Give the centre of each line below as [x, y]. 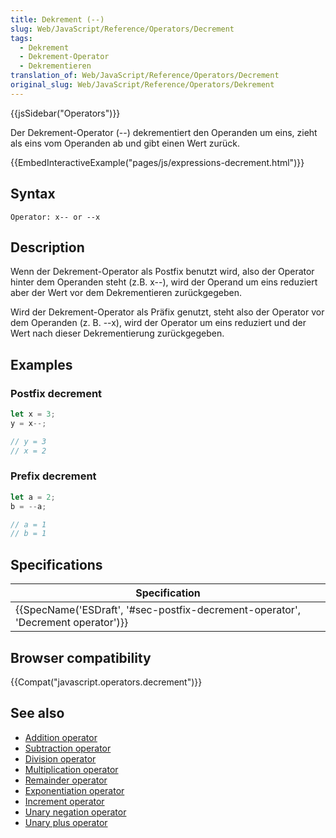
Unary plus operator [66, 822]
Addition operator [61, 737]
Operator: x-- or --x [55, 217]
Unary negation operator [75, 812]
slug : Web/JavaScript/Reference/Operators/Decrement [122, 29]
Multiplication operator [71, 769]
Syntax [33, 194]
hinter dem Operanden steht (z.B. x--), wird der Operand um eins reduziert [164, 282]
